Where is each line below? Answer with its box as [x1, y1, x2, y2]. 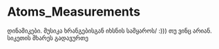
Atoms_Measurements [7, 4, 140, 20]
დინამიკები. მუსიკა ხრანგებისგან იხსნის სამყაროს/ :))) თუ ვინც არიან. [7, 27, 212, 35]
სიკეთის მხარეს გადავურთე [7, 33, 88, 42]
